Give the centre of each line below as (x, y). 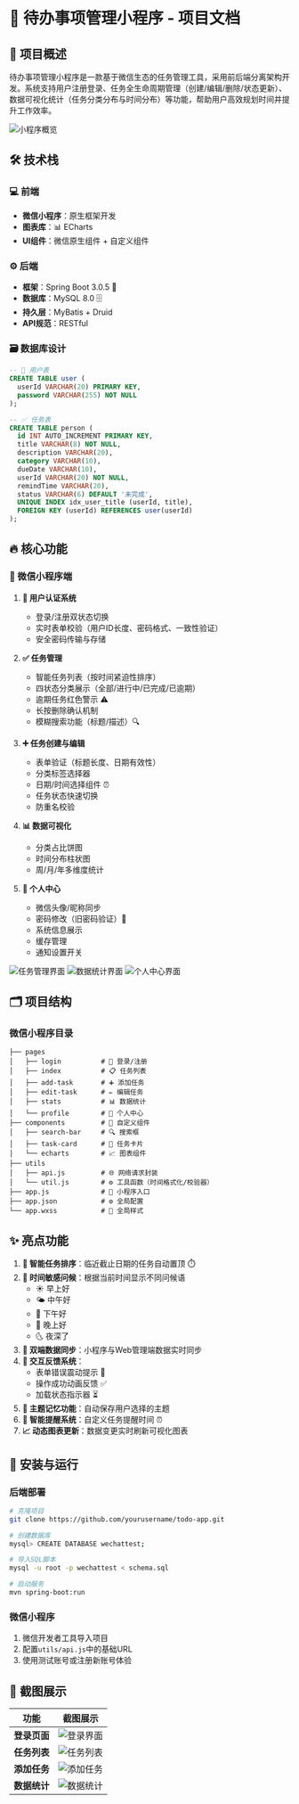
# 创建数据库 (30, 1535)
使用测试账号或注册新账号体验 (77, 1660)
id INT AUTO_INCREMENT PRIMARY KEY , (85, 436)
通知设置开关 (59, 952)
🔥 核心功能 (39, 549)
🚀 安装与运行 (44, 1464)
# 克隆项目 (27, 1511)
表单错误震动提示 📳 (70, 1373)
